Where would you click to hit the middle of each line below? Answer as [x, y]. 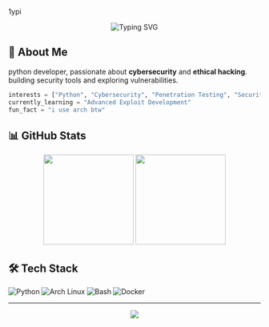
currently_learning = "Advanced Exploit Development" [100, 102]
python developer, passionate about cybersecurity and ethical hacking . [128, 71]
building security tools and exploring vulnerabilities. [93, 80]
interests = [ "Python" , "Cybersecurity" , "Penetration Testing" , [119, 95]
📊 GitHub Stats [47, 135]
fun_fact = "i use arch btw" [57, 110]
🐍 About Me [38, 52]
